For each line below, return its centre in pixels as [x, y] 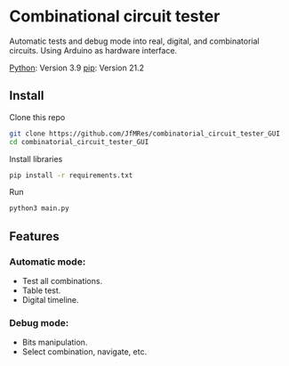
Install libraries [36, 159]
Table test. [41, 290]
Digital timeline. [50, 299]
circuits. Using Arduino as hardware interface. [93, 50]
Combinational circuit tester [115, 16]
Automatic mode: [48, 262]
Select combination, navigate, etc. [84, 352]
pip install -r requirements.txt [71, 175]
